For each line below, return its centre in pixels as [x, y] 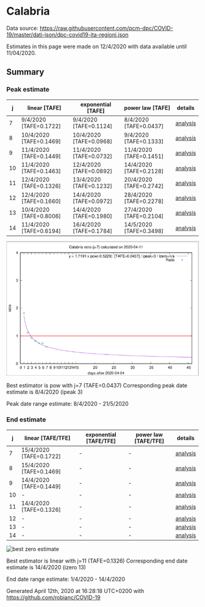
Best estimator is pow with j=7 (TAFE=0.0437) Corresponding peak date [97, 386]
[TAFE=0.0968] [92, 141]
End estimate [26, 420]
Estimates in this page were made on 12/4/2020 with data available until [97, 46]
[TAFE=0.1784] [92, 231]
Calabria [28, 11]
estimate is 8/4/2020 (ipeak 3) [45, 392]
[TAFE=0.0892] [92, 171]
